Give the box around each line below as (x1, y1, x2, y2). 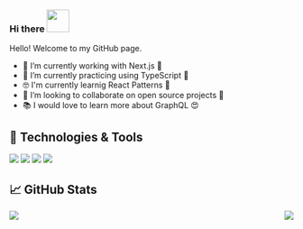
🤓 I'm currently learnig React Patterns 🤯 (22, 79, 170, 90)
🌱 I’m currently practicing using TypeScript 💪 (22, 70, 189, 81)
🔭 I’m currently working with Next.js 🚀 (22, 60, 162, 71)
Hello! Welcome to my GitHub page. (9, 43, 142, 54)
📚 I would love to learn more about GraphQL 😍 (22, 100, 200, 111)
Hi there (9, 23, 45, 35)
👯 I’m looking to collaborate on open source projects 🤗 (22, 90, 225, 101)
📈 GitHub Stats (9, 181, 97, 197)
